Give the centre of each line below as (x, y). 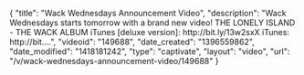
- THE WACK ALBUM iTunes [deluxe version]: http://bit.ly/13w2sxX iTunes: (150, 32)
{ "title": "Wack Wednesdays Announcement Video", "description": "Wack (148, 13)
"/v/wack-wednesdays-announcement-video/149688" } (114, 61)
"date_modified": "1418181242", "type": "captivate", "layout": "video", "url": (150, 52)
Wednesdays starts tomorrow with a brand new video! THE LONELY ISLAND (152, 23)
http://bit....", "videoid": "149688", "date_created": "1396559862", (132, 42)
